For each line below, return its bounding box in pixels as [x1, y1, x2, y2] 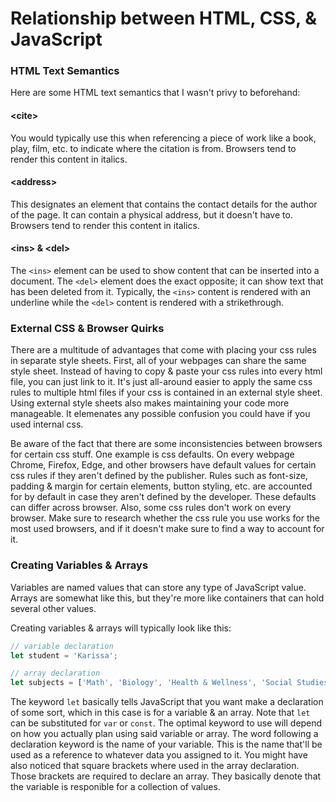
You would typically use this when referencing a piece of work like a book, [10, 132, 317, 144]
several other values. [10, 602, 97, 614]
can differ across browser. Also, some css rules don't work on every [10, 502, 292, 514]
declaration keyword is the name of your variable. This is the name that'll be [10, 738, 323, 751]
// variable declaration [10, 641, 114, 651]
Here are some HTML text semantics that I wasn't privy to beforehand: [10, 87, 301, 99]
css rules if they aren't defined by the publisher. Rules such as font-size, [10, 470, 308, 482]
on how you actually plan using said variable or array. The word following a [10, 728, 319, 740]
